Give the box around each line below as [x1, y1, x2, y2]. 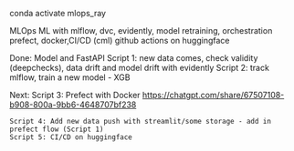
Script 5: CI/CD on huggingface [9, 133, 132, 142]
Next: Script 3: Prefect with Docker [9, 90, 141, 100]
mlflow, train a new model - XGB [9, 72, 131, 83]
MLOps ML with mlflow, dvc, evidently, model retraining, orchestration [9, 25, 273, 35]
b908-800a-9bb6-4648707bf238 [9, 99, 137, 110]
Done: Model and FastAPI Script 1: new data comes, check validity [9, 53, 258, 63]
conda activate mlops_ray [9, 8, 107, 18]
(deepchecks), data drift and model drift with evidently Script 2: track [9, 63, 269, 73]
